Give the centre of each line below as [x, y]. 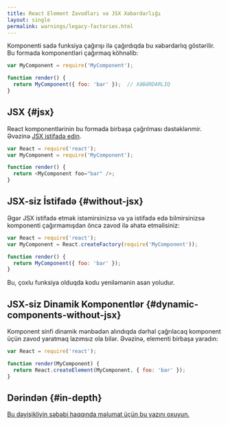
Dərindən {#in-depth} [55, 398]
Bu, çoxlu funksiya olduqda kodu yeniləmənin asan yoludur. [91, 283]
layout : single [29, 20]
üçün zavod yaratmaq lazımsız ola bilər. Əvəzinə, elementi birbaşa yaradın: [113, 339]
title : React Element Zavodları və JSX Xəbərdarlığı [84, 13]
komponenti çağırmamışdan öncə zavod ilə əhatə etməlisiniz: [93, 225]
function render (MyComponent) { [53, 364]
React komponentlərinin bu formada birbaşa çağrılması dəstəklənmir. [105, 128]
